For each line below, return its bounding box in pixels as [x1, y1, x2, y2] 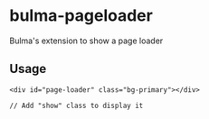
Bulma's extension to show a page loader [9, 35, 164, 46]
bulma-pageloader [9, 5, 154, 26]
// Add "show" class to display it [9, 101, 144, 110]
